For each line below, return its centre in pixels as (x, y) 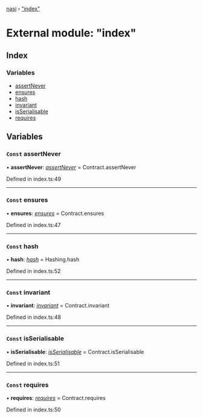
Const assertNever (34, 154)
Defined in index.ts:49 (34, 179)
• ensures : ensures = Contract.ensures (55, 213)
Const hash (22, 246)
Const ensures (27, 200)
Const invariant (28, 292)
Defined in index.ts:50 (34, 410)
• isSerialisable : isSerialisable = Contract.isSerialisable (75, 352)
